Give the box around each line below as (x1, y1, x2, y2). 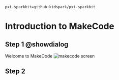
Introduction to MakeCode (5, 21, 115, 32)
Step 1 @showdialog (5, 40, 69, 48)
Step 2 (5, 67, 26, 76)
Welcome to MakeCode (5, 53, 53, 59)
